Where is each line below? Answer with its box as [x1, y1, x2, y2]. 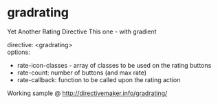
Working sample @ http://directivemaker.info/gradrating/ [7, 89, 168, 97]
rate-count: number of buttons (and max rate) [17, 68, 146, 77]
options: [7, 48, 31, 56]
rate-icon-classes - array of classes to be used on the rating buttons [17, 61, 212, 69]
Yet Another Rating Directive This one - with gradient [7, 27, 157, 36]
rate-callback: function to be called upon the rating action [17, 75, 181, 83]
